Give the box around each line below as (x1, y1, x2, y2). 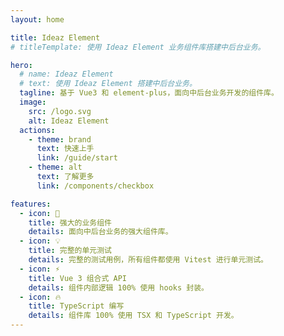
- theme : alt (28, 162, 83, 173)
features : (10, 199, 52, 209)
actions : (19, 125, 56, 135)
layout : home (10, 14, 65, 25)
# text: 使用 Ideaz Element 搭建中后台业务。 (19, 79, 197, 89)
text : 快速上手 (36, 144, 95, 154)
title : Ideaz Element (10, 32, 101, 43)
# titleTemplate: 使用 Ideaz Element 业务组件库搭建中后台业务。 (10, 42, 266, 52)
